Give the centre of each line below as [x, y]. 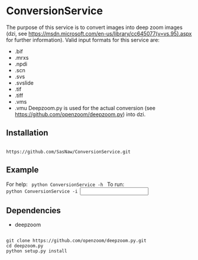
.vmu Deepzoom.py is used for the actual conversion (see [85, 108]
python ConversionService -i [42, 191]
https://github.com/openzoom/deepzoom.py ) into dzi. [80, 114]
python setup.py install [37, 251]
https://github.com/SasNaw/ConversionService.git [69, 152]
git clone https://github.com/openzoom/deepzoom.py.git [76, 241]
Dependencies [33, 211]
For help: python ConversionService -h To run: [65, 184]
